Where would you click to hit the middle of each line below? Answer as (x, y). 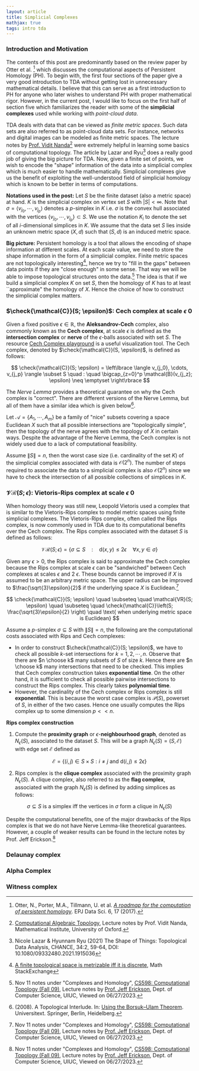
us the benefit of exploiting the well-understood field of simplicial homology (99, 178)
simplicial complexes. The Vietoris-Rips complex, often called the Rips (92, 519)
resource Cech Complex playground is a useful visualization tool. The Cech (98, 344)
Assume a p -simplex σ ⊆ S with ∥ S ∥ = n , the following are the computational (99, 630)
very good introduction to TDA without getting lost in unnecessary (87, 82)
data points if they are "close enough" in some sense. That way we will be (96, 269)
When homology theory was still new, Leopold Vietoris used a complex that (98, 506)
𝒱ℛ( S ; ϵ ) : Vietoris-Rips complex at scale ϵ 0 (70, 493)
